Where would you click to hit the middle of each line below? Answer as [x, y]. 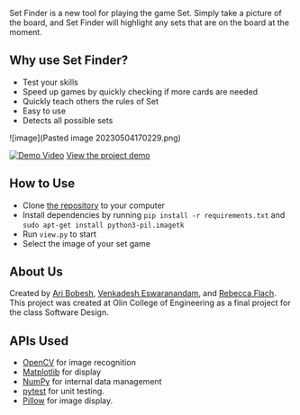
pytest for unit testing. [64, 392]
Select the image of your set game [86, 243]
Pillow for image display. [68, 401]
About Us [36, 272]
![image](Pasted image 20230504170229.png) [95, 138]
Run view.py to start [59, 234]
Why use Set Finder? [69, 61]
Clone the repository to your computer [93, 205]
